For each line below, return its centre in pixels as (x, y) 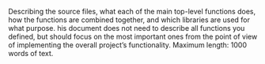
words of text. (31, 53)
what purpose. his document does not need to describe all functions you (127, 28)
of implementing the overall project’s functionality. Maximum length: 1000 (128, 45)
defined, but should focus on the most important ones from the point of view (133, 36)
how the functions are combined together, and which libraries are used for (129, 20)
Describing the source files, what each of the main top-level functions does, (132, 11)
